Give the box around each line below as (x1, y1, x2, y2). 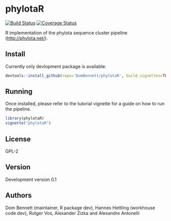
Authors (5, 191, 32, 200)
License (5, 135, 31, 143)
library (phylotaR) (5, 116, 44, 121)
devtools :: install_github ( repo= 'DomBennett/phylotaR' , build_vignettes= (5, 73, 163, 78)
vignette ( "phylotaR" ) (5, 120, 51, 126)
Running (5, 87, 33, 96)
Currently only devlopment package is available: (5, 63, 106, 69)
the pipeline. (5, 106, 32, 112)
